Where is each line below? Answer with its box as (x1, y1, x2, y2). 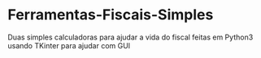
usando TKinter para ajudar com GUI (7, 40, 131, 50)
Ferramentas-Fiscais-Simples (7, 6, 214, 24)
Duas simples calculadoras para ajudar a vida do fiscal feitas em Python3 (7, 32, 254, 42)
